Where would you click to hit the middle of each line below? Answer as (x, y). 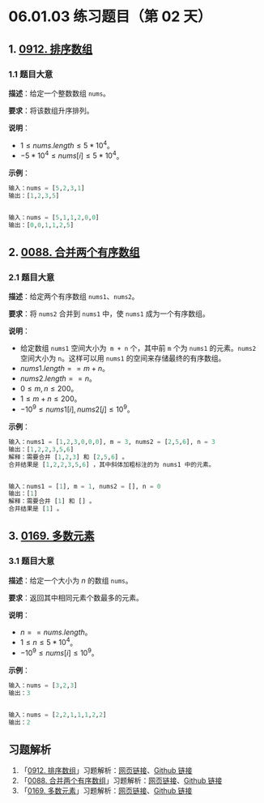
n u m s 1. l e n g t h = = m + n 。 (65, 369)
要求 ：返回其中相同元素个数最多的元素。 (76, 597)
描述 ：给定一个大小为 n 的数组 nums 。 (70, 580)
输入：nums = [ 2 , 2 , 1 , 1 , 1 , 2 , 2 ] (57, 715)
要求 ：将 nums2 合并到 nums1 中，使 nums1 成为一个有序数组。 (109, 314)
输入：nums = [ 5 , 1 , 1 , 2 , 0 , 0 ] (54, 217)
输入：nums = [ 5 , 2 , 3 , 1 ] (47, 188)
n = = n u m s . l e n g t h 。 (56, 632)
